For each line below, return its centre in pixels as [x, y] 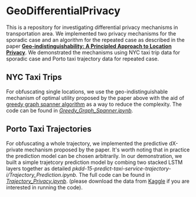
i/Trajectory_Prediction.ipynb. [42, 175]
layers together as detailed [39, 168]
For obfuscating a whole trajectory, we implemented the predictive [87, 143]
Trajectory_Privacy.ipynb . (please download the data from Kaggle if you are [98, 181]
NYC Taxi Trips [34, 77]
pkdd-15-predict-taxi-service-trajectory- [122, 168]
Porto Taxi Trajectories [49, 129]
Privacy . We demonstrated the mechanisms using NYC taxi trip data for [93, 52]
